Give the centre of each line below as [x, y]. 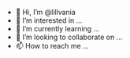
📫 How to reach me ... [52, 46]
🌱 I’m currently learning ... [58, 29]
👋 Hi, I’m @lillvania [46, 12]
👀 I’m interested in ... [49, 20]
